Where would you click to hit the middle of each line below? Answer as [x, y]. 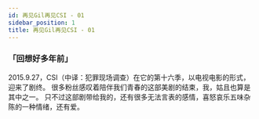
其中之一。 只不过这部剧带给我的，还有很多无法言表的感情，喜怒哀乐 [119, 97]
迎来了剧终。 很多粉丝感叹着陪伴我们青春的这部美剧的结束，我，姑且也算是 [129, 87]
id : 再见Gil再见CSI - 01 [46, 15]
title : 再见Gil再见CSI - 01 [52, 30]
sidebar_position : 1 [42, 23]
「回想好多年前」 [40, 59]
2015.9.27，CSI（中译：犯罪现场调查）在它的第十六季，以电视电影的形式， [129, 77]
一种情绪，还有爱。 [53, 106]
